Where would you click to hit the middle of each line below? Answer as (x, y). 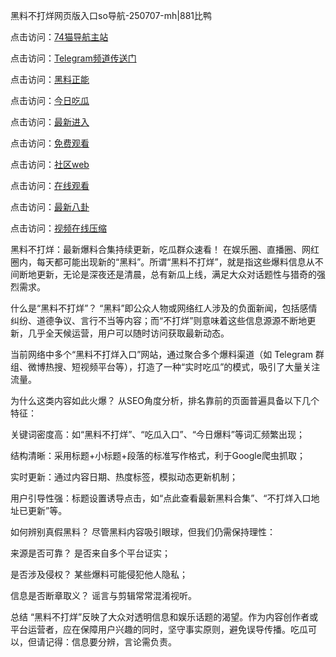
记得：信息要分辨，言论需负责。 (110, 642)
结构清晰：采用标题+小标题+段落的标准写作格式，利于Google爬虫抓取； (158, 455)
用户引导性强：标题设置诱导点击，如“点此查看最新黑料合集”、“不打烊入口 (161, 498)
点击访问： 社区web (50, 164)
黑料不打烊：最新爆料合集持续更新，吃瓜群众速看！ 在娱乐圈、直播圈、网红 (165, 249)
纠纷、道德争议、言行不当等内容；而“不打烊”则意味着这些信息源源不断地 (159, 320)
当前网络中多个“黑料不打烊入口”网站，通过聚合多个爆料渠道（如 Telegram (161, 354)
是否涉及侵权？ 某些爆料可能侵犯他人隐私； (99, 574)
